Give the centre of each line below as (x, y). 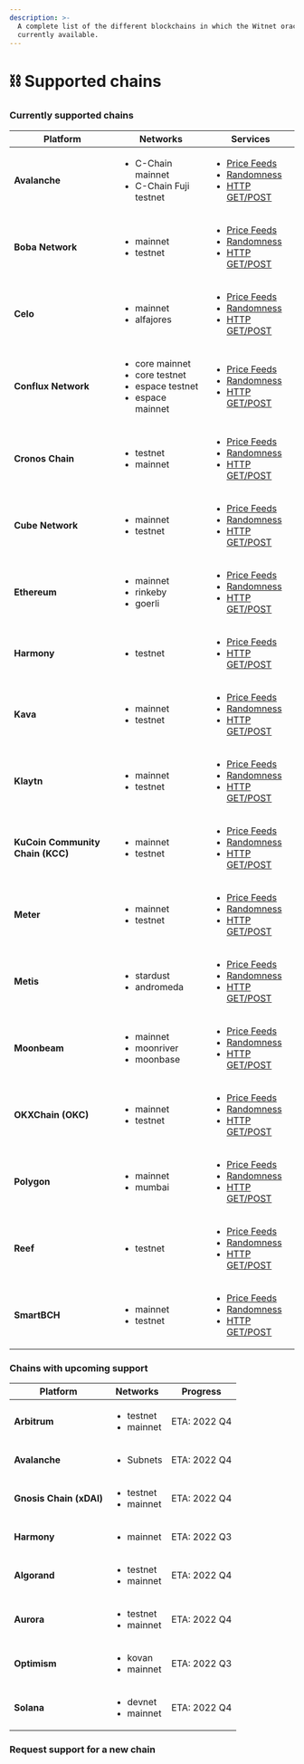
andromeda (159, 987)
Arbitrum (34, 1422)
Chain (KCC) (42, 853)
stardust (152, 976)
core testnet (161, 375)
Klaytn (28, 781)
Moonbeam (39, 1048)
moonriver (157, 1048)
